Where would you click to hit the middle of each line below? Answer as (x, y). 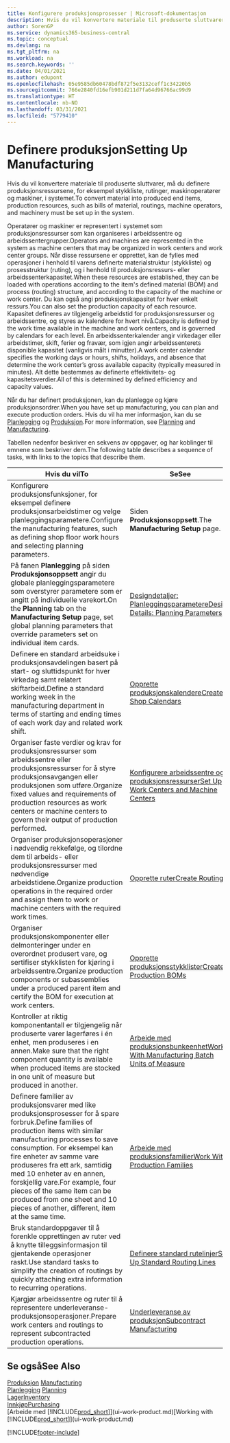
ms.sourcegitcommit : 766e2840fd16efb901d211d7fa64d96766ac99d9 (99, 90)
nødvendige (30, 873)
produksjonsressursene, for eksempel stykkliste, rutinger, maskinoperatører (114, 190)
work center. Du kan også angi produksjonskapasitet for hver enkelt (103, 299)
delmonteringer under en (51, 945)
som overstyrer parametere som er (66, 591)
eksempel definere (40, 502)
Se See (180, 473)
